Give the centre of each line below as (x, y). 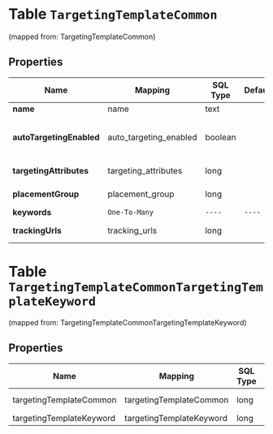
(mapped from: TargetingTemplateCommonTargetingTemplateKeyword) (128, 322)
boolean (221, 137)
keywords (32, 212)
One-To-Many (131, 212)
